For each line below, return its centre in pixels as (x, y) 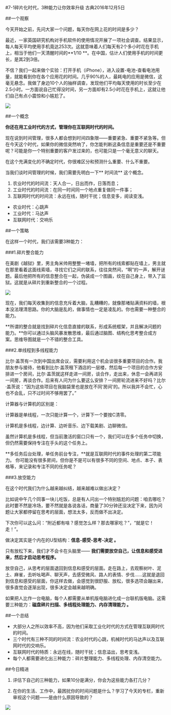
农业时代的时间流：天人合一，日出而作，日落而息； (66, 183)
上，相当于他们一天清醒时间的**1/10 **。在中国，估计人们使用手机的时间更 (84, 53)
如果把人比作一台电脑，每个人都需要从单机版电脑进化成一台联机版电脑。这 (83, 598)
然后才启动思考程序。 (36, 557)
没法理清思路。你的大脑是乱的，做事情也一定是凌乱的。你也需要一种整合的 (88, 309)
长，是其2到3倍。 (24, 59)
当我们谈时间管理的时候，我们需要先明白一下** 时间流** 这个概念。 (76, 172)
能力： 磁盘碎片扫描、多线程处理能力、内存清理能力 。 (75, 605)
